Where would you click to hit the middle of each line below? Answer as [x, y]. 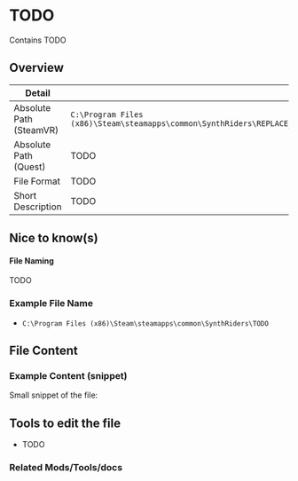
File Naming [32, 260]
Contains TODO [38, 40]
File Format [37, 181]
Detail [38, 92]
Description [38, 207]
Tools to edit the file [65, 423]
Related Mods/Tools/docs [66, 468]
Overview [37, 68]
